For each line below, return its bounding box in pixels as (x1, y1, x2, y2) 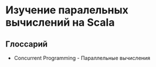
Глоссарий (5, 39, 48, 49)
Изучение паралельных (5, 3, 128, 17)
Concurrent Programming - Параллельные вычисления (13, 55, 151, 61)
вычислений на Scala (5, 16, 115, 29)
